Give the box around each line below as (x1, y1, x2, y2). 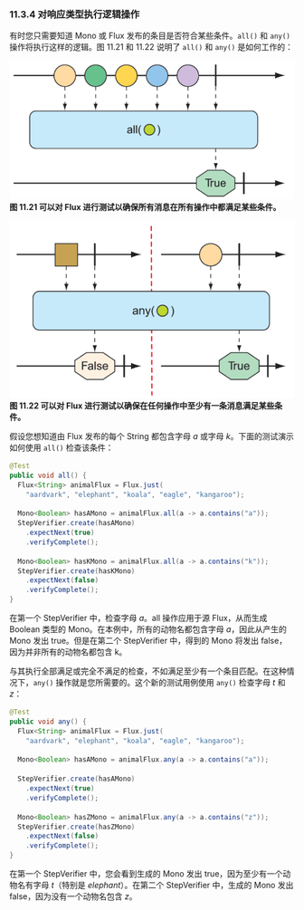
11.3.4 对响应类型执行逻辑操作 (9, 7, 140, 20)
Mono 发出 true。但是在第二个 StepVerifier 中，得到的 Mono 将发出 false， (9, 636, 288, 647)
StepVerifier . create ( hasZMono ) (17, 822, 136, 831)
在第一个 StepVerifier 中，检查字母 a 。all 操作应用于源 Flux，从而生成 (9, 613, 268, 624)
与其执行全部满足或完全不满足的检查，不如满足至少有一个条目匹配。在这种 (9, 666, 287, 676)
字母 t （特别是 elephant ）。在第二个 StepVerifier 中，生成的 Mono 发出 (33, 880, 294, 891)
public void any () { (9, 717, 88, 726)
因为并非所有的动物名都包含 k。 (9, 647, 128, 657)
